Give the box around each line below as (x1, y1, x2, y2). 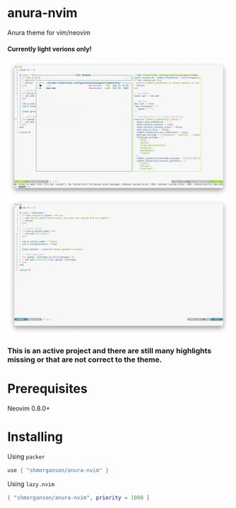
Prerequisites (7, 381, 88, 397)
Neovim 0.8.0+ (7, 404, 51, 413)
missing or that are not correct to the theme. (7, 355, 163, 365)
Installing (7, 429, 64, 445)
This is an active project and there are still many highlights (7, 346, 212, 356)
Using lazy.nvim (7, 480, 55, 488)
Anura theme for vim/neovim (7, 28, 90, 37)
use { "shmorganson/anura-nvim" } (7, 467, 110, 474)
